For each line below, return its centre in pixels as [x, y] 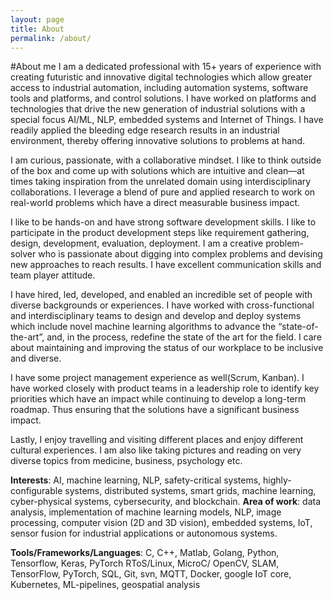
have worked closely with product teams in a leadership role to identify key [165, 388]
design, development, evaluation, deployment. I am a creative [137, 243]
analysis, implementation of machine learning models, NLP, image [146, 512]
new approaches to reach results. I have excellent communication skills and [166, 265]
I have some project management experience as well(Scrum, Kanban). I [157, 378]
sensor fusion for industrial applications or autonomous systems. [144, 533]
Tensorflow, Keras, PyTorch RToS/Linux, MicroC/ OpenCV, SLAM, [145, 563]
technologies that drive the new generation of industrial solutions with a [158, 109]
